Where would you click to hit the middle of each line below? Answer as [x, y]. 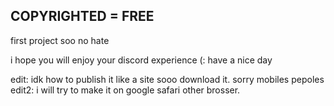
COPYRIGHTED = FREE [82, 16]
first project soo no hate [60, 40]
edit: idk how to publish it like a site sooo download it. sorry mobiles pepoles [167, 79]
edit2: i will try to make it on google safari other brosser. [125, 90]
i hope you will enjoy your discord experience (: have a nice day [141, 60]
